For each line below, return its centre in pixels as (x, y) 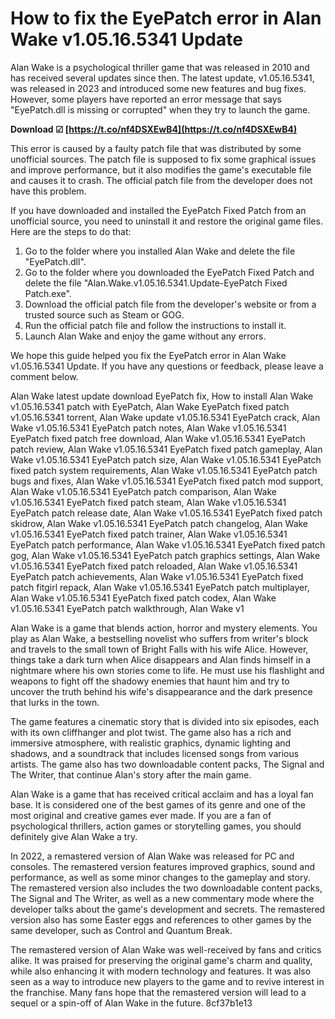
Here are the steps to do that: (71, 231)
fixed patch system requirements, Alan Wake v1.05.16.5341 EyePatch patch (164, 470)
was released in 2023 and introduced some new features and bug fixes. (158, 88)
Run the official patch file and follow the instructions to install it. (155, 325)
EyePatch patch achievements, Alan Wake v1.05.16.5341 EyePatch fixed (157, 576)
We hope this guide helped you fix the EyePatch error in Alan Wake (148, 355)
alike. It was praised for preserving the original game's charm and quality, (161, 960)
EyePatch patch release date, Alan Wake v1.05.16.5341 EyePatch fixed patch (166, 513)
